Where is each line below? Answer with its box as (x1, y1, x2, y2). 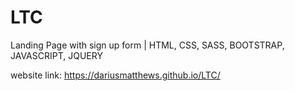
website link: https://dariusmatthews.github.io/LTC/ (10, 69, 221, 81)
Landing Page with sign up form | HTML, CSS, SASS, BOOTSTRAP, (10, 39, 285, 51)
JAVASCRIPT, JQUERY (10, 49, 103, 61)
